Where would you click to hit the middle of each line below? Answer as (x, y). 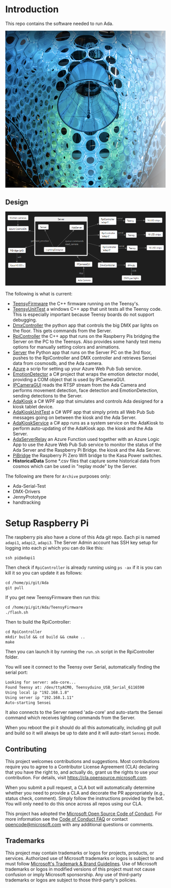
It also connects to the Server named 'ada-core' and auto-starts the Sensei (84, 712)
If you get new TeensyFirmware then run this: (53, 598)
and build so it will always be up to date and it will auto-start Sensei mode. (83, 733)
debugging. (25, 320)
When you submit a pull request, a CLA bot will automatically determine (80, 787)
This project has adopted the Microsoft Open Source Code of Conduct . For (84, 814)
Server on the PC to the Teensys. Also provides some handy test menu (87, 342)
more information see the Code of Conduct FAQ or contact (67, 819)
